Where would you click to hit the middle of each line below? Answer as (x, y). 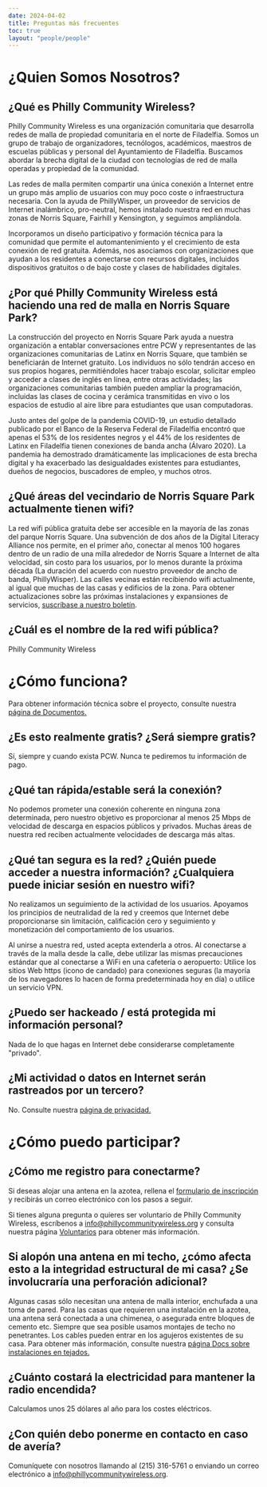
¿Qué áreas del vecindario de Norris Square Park (132, 496)
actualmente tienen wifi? (71, 509)
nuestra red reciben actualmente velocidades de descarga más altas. (122, 835)
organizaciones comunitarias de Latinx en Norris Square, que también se (128, 354)
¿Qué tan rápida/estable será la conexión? (115, 789)
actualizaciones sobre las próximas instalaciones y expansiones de (118, 596)
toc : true (25, 30)
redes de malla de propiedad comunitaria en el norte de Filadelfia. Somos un (133, 135)
